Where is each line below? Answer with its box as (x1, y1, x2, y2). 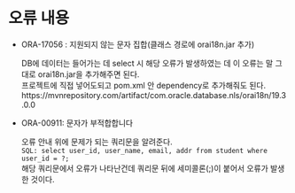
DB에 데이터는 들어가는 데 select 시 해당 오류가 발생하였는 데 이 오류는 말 (20, 58, 274, 68)
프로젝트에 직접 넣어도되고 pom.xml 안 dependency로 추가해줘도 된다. (20, 80, 267, 90)
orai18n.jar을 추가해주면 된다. (37, 68, 140, 80)
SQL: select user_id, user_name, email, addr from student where (20, 146, 268, 155)
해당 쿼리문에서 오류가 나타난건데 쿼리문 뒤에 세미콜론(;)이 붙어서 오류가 (20, 163, 269, 174)
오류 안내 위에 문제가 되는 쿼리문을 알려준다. (20, 136, 174, 147)
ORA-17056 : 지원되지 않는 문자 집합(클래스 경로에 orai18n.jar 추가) (20, 39, 255, 50)
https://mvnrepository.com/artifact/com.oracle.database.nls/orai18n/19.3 (20, 89, 287, 100)
